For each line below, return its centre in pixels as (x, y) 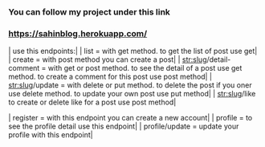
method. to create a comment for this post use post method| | (110, 77)
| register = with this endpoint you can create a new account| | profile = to (130, 118)
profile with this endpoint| (51, 135)
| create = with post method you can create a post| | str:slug (108, 59)
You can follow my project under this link (90, 12)
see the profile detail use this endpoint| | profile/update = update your (124, 126)
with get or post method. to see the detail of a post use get (145, 68)
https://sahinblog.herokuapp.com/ (78, 33)
